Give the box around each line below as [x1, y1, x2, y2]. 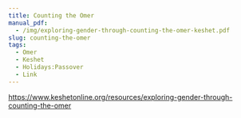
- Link [15, 70, 38, 78]
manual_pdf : [8, 19, 48, 27]
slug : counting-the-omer [8, 33, 91, 42]
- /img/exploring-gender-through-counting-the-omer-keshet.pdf [15, 26, 230, 34]
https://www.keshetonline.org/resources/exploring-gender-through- [8, 92, 233, 101]
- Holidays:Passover [15, 63, 84, 71]
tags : [8, 41, 26, 49]
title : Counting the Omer [8, 11, 94, 20]
